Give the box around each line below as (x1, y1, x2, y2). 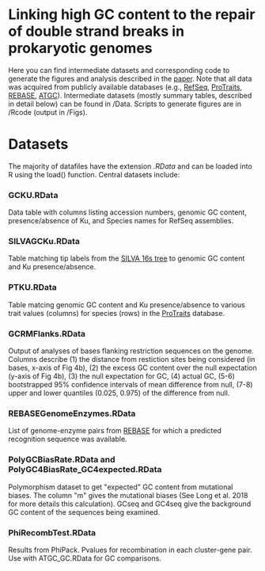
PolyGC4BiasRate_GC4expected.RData (8, 464, 162, 475)
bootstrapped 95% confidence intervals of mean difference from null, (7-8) (8, 380, 253, 390)
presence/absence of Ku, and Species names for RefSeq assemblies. (8, 216, 234, 226)
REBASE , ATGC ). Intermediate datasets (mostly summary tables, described (8, 90, 252, 100)
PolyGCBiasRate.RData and (8, 454, 115, 465)
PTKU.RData (8, 282, 57, 293)
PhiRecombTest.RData (8, 527, 97, 538)
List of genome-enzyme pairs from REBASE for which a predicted (8, 426, 221, 436)
